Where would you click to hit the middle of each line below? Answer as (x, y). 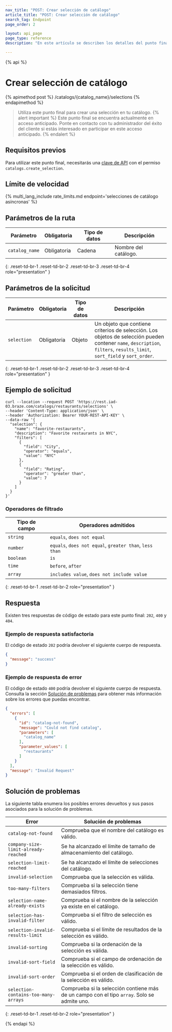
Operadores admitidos (107, 525)
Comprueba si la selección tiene (100, 886)
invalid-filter (26, 921)
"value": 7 (35, 478)
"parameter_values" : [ (43, 747)
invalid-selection (30, 877)
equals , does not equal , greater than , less (101, 545)
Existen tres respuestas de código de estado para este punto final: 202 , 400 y (86, 615)
